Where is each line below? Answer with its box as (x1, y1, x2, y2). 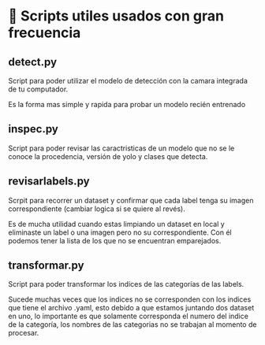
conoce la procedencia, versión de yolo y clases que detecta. (8, 151, 208, 161)
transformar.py (8, 259, 84, 273)
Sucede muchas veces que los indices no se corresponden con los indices (8, 295, 252, 304)
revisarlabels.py (8, 175, 90, 188)
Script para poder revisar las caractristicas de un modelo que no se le (8, 143, 235, 153)
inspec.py (8, 122, 59, 136)
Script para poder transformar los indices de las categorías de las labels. (8, 280, 244, 289)
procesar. (8, 328, 39, 338)
